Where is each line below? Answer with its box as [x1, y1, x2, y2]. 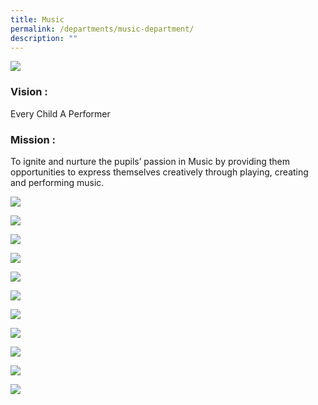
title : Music [10, 14, 65, 25]
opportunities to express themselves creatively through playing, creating [10, 166, 309, 178]
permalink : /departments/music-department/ [10, 24, 195, 34]
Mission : [10, 132, 56, 146]
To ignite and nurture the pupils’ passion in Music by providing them [10, 155, 290, 167]
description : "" [10, 33, 78, 43]
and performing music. [10, 176, 105, 188]
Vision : [10, 85, 48, 99]
